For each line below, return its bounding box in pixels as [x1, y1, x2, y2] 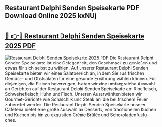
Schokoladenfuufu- [110, 112, 149, 118]
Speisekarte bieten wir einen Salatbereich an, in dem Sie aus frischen [5, 70, 145, 76]
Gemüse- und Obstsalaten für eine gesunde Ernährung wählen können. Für [5, 76, 156, 81]
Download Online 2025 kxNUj [5, 12, 97, 20]
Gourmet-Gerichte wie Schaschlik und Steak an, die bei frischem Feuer [5, 96, 148, 102]
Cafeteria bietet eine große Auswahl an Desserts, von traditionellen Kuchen [5, 107, 156, 112]
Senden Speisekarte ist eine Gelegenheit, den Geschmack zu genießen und [5, 60, 157, 65]
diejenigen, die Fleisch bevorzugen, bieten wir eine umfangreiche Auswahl [5, 81, 155, 86]
